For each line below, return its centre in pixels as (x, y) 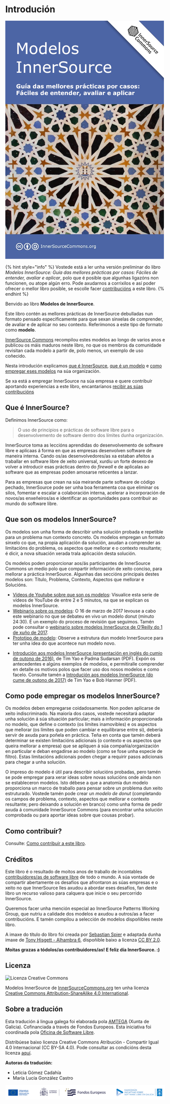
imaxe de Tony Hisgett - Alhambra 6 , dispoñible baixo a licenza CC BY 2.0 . (83, 940)
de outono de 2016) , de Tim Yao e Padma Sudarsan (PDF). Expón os (84, 658)
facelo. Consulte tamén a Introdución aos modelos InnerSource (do (83, 675)
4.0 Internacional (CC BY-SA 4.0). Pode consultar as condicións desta (78, 1047)
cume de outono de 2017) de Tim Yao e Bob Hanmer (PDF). (75, 680)
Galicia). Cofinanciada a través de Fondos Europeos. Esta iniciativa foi (78, 1027)
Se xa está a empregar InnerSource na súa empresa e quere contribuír (79, 381)
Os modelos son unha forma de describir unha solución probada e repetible (84, 531)
